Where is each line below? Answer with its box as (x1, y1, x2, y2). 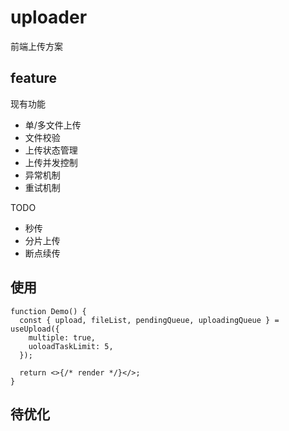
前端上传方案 (10, 40, 63, 52)
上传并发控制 (24, 156, 78, 168)
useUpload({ (10, 324, 60, 334)
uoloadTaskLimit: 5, (28, 341, 114, 351)
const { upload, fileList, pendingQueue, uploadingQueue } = (19, 315, 280, 325)
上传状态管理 (24, 144, 78, 156)
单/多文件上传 (24, 119, 82, 131)
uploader (10, 6, 88, 29)
